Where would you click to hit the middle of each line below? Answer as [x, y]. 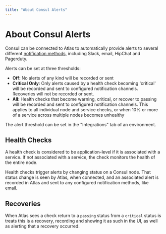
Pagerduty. [16, 59]
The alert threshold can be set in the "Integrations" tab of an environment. [81, 124]
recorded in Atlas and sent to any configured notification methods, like [77, 183]
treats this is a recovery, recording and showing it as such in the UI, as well [81, 221]
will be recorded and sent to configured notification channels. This [80, 104]
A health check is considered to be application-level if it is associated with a [83, 152]
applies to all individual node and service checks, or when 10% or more [85, 109]
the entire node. [21, 162]
